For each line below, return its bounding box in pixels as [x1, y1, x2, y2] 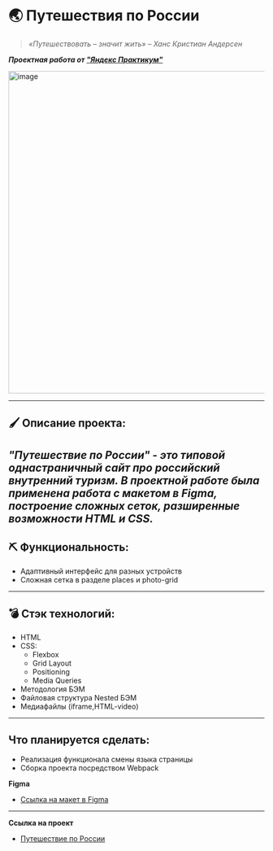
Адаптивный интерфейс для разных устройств [19, 566, 183, 576]
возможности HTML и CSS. [8, 512, 154, 526]
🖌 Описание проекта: [8, 417, 126, 430]
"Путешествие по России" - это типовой [8, 448, 226, 462]
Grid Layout [32, 658, 71, 668]
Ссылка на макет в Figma [19, 795, 109, 805]
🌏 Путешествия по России [8, 7, 200, 25]
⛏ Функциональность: [8, 540, 129, 554]
